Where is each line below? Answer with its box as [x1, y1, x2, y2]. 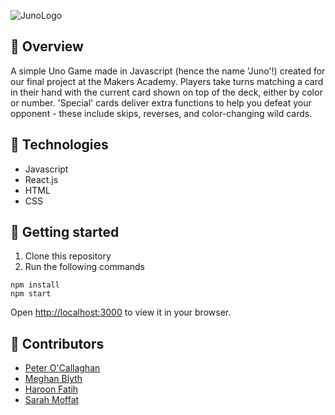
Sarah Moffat [24, 394, 80, 406]
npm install [10, 280, 60, 290]
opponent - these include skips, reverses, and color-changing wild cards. [10, 107, 313, 119]
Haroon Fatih [24, 383, 79, 395]
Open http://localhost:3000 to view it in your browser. [10, 306, 232, 319]
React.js [24, 173, 59, 185]
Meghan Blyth [24, 373, 83, 385]
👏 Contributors [10, 335, 105, 352]
